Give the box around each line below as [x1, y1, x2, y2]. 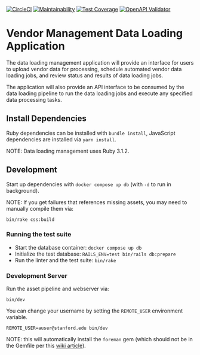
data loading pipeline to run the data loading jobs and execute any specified [6, 90, 193, 97]
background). [6, 187, 40, 194]
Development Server [6, 271, 67, 280]
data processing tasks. [6, 96, 63, 103]
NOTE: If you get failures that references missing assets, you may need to [6, 198, 187, 206]
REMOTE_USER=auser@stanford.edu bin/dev [6, 325, 109, 332]
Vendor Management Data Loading [6, 27, 183, 40]
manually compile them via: [6, 205, 73, 212]
